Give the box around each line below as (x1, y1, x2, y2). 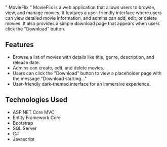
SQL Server (12, 125, 37, 131)
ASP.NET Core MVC (12, 109, 55, 115)
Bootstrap (12, 120, 33, 126)
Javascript (12, 136, 35, 142)
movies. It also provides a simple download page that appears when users (5, 20, 160, 26)
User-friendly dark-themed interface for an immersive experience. (12, 81, 151, 87)
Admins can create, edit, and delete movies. (12, 64, 105, 70)
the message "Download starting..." (12, 76, 87, 82)
